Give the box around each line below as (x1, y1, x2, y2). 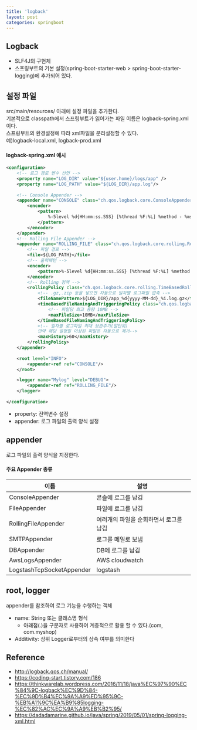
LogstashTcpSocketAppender (9, 565, 91, 573)
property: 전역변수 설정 (14, 410, 69, 417)
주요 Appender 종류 (6, 466, 53, 473)
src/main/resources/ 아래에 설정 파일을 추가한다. (6, 108, 119, 114)
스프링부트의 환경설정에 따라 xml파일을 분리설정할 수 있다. (6, 130, 139, 137)
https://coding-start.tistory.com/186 (14, 674, 101, 681)
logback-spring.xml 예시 (6, 151, 66, 158)
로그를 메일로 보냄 (96, 535, 143, 543)
